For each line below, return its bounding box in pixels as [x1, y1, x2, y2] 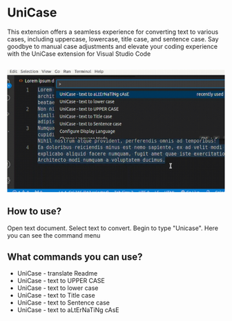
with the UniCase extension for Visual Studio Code [7, 50, 151, 58]
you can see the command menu [7, 231, 101, 239]
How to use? [7, 205, 62, 218]
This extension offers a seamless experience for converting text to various [7, 28, 219, 36]
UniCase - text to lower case [17, 284, 99, 292]
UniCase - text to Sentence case [17, 298, 110, 307]
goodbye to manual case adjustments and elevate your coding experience [7, 42, 218, 50]
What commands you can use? [7, 251, 143, 263]
